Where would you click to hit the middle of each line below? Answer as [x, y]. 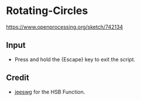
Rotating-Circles [47, 11]
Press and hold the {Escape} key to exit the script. [75, 59]
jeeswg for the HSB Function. [50, 92]
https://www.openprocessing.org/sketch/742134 [65, 27]
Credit [18, 78]
